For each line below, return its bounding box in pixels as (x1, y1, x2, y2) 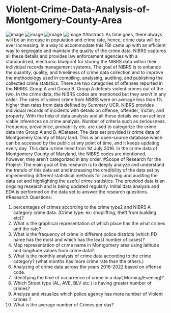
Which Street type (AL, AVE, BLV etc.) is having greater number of (13, 280, 152, 286)
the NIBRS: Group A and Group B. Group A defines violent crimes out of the (6, 85, 163, 91)
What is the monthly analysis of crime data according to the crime (13, 253, 152, 259)
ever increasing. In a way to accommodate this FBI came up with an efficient (6, 42, 166, 48)
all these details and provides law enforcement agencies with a (6, 53, 138, 59)
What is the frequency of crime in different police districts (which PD (13, 231, 157, 237)
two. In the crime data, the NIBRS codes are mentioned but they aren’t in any (6, 91, 166, 97)
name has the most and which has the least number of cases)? (13, 236, 145, 243)
